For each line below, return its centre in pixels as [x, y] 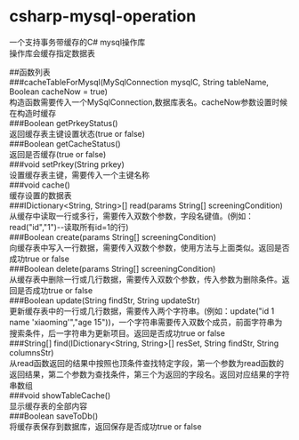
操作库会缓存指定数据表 [52, 53]
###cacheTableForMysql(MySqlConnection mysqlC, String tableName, [139, 82]
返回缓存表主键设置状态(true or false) [77, 133]
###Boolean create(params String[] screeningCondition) [113, 236]
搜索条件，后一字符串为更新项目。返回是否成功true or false [117, 333]
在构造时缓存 [32, 113]
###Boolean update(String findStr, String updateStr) [105, 300]
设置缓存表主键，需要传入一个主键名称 [79, 174]
